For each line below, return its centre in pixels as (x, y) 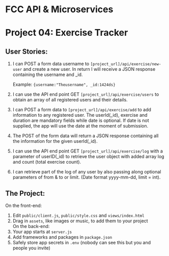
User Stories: (26, 51)
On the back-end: (31, 226)
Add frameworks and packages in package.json (62, 237)
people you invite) (32, 248)
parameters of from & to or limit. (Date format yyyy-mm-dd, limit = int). (87, 177)
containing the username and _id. (48, 74)
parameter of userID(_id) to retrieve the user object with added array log (88, 157)
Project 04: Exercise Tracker (67, 33)
